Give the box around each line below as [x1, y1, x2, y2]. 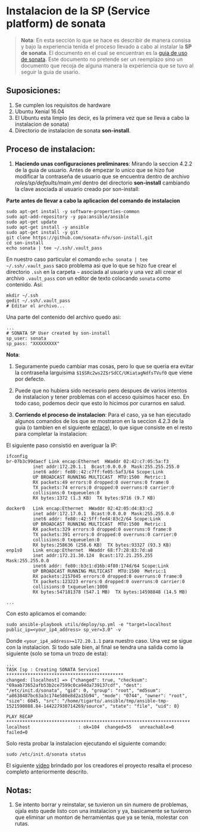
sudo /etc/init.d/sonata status [6, 751, 86, 757]
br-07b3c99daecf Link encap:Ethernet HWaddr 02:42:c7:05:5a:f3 [6, 458, 169, 464]
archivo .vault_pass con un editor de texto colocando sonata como [6, 275, 171, 282]
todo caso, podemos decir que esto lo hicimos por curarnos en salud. [14, 399, 186, 406]
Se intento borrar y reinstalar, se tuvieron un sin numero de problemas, [14, 801, 189, 808]
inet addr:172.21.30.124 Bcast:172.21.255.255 [32, 552, 153, 559]
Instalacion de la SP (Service [6, 4, 151, 18]
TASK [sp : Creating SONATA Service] [6, 667, 100, 673]
